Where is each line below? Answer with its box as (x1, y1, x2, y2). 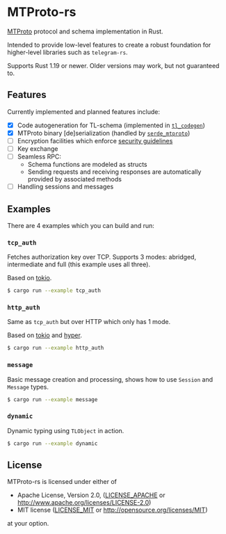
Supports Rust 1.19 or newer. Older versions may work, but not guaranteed (7, 61, 220, 70)
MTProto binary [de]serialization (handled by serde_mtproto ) (17, 129, 191, 137)
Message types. (7, 382, 49, 391)
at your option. (7, 519, 49, 528)
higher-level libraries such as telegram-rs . (7, 48, 128, 56)
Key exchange (17, 144, 58, 153)
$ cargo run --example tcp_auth (7, 287, 101, 294)
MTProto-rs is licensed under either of (7, 478, 117, 486)
